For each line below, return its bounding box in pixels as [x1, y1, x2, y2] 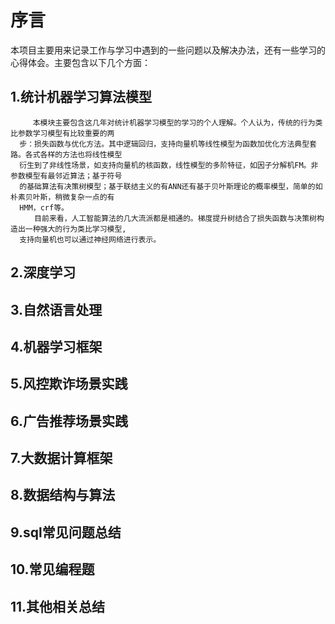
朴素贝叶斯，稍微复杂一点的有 [10, 192, 115, 202]
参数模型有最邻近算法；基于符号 [10, 171, 123, 181]
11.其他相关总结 [10, 598, 106, 615]
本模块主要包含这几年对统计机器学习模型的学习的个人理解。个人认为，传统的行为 [32, 117, 316, 128]
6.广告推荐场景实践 [10, 412, 129, 430]
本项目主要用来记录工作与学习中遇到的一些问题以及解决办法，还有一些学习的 [10, 44, 326, 56]
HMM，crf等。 [19, 202, 66, 213]
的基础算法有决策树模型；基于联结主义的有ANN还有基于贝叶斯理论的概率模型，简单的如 [19, 181, 323, 191]
